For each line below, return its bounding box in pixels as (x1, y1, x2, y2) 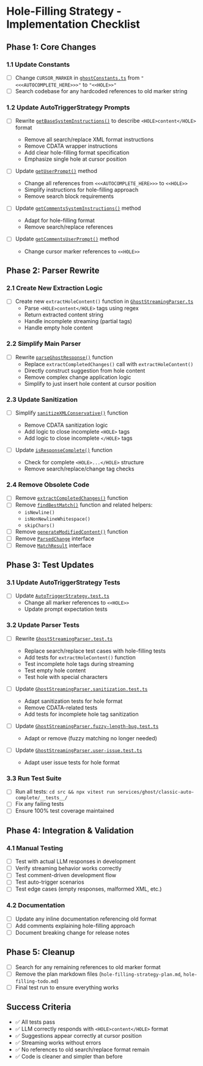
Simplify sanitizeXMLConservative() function (15, 409, 128, 416)
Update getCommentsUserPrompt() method (15, 235, 119, 243)
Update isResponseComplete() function (15, 447, 113, 454)
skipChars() (24, 523, 55, 529)
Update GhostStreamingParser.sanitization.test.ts (15, 685, 148, 692)
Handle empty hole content (24, 324, 94, 332)
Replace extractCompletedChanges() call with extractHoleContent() (24, 360, 194, 367)
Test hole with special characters (24, 673, 108, 680)
